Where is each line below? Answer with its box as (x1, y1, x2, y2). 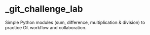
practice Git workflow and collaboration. (5, 24, 87, 30)
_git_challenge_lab (5, 3, 83, 15)
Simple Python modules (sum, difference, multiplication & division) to (5, 19, 146, 25)
